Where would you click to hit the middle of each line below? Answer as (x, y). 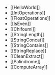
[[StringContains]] (29, 45)
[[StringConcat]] (27, 40)
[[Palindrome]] (25, 61)
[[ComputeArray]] (29, 67)
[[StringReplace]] (28, 51)
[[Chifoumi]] (23, 29)
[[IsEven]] (20, 23)
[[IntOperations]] (28, 13)
